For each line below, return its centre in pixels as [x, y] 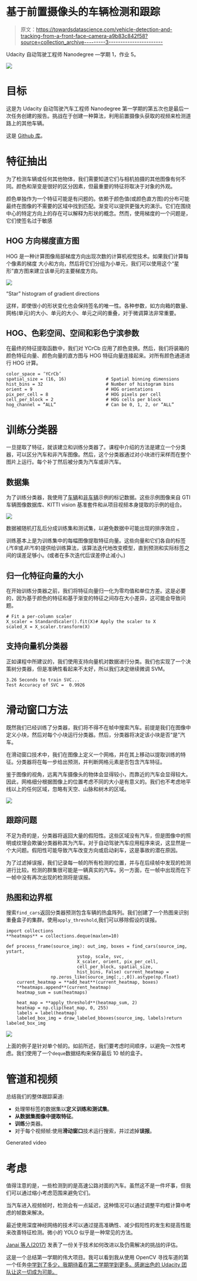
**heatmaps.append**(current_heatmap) [64, 988]
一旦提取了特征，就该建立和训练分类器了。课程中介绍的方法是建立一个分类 [96, 447]
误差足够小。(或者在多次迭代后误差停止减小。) [71, 555]
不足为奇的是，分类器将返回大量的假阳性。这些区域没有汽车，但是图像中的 [96, 835]
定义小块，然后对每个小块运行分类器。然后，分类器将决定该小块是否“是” [93, 735]
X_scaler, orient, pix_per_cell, [118, 962]
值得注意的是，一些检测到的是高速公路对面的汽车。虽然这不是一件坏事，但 [96, 1185]
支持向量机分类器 [37, 646]
